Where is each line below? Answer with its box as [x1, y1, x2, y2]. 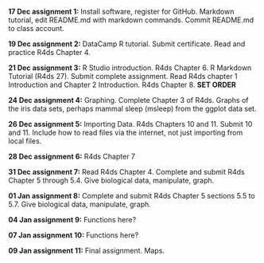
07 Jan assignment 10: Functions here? [8, 230, 139, 240]
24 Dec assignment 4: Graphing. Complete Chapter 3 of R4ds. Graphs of [8, 96, 249, 104]
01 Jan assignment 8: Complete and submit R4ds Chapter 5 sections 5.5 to [8, 191, 256, 200]
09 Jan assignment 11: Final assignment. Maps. [8, 246, 165, 255]
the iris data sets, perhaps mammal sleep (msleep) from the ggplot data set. [8, 104, 257, 113]
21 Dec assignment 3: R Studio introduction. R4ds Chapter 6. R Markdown [8, 63, 252, 73]
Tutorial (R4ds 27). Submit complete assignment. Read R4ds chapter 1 [8, 72, 238, 80]
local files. [8, 136, 42, 146]
